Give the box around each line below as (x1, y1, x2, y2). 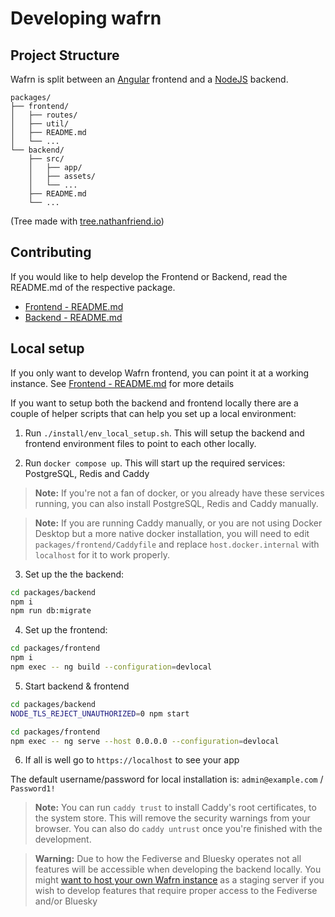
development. (34, 833, 92, 846)
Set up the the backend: (24, 568, 125, 580)
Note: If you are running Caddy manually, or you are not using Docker (34, 517, 323, 529)
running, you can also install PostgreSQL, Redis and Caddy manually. (34, 497, 319, 509)
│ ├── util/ (10, 119, 70, 129)
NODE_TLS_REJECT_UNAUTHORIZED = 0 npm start (10, 708, 190, 719)
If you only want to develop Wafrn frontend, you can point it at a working (10, 367, 310, 379)
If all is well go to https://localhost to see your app (24, 754, 240, 766)
